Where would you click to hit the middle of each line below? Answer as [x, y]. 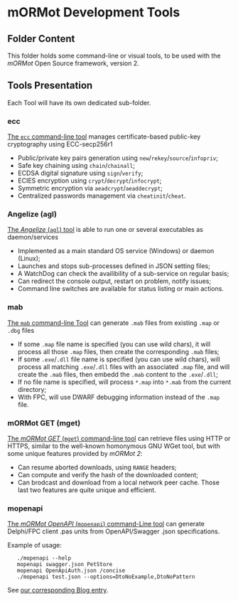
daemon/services [33, 237]
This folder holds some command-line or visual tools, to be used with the [114, 55]
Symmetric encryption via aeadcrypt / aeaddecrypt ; [90, 188]
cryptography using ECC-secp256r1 [60, 144]
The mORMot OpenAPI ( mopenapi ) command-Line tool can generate [106, 524]
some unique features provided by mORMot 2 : [75, 453]
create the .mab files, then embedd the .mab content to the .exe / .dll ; [118, 374]
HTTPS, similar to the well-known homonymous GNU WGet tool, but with [114, 446]
